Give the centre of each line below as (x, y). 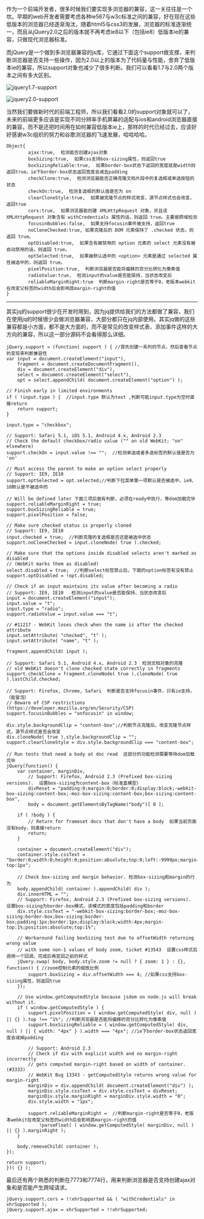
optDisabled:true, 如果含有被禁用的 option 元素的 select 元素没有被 (112, 243)
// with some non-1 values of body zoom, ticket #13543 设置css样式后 (107, 950)
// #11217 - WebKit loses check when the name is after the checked (95, 625)
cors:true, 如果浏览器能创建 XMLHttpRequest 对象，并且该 (98, 211)
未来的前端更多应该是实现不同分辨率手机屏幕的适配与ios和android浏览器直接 (102, 119)
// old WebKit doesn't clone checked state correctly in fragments (93, 669)
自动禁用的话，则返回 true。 (38, 250)
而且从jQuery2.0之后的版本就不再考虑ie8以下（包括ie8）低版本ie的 (100, 32)
